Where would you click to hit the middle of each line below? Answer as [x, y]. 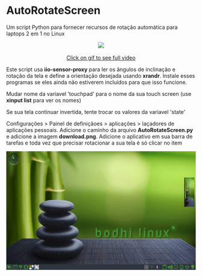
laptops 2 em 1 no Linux [35, 33]
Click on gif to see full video [101, 57]
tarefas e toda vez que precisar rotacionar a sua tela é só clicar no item [94, 143]
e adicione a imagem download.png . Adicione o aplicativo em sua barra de [99, 136]
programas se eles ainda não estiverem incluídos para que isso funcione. [97, 82]
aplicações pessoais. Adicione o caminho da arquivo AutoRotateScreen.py [100, 130]
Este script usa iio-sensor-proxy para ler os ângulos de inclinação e [91, 69]
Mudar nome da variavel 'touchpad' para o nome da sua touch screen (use [99, 93]
